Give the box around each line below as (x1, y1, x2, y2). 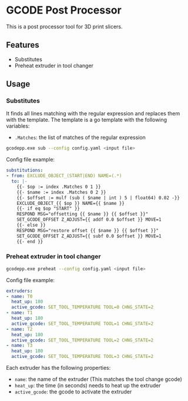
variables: (6, 122, 30, 130)
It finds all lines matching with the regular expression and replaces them (6, 110, 180, 117)
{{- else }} (16, 222, 46, 228)
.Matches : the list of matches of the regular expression (14, 134, 146, 141)
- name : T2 (6, 326, 33, 332)
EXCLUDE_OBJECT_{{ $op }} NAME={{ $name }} (16, 200, 125, 206)
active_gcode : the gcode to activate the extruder (14, 388, 132, 395)
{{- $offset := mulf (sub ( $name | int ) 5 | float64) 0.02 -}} (16, 195, 180, 201)
